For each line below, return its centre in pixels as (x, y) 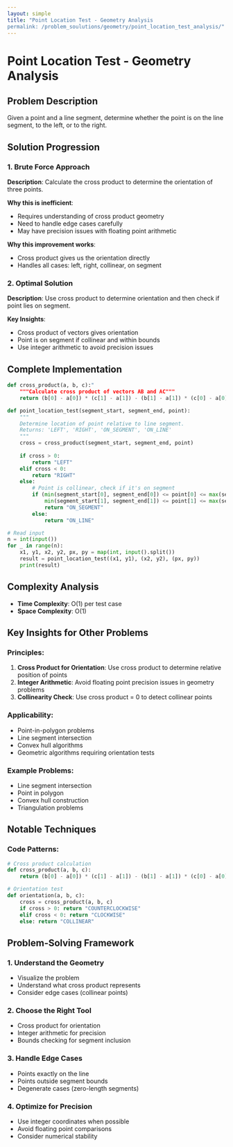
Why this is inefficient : (41, 203)
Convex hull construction (53, 800)
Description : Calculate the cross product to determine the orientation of (110, 182)
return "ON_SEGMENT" (74, 508)
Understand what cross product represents (79, 985)
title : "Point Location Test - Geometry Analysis (80, 20)
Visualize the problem (48, 978)
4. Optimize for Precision (50, 1106)
